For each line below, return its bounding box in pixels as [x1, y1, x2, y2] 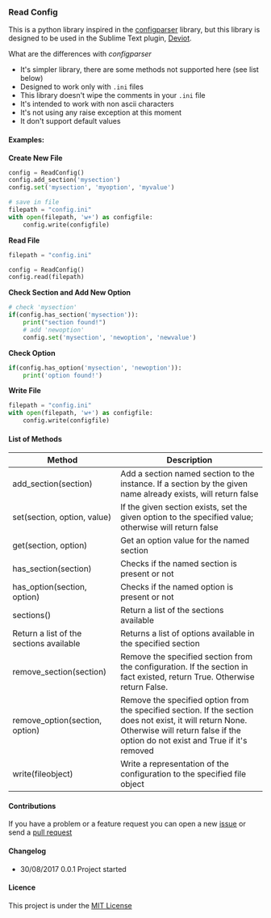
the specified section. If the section [120, 704, 254, 716]
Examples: [8, 134, 44, 144]
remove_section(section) [12, 666, 107, 678]
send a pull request [8, 827, 73, 837]
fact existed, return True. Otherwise [120, 671, 256, 683]
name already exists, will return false [120, 489, 259, 500]
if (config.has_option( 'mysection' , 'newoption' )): [8, 363, 182, 372]
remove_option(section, [12, 715, 102, 726]
